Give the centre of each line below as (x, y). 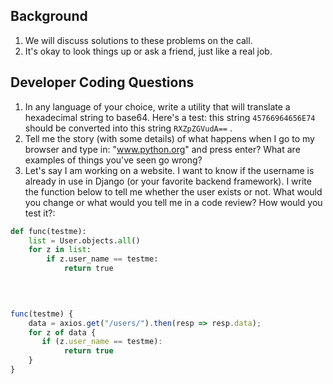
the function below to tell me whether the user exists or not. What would (173, 191)
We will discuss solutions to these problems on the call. (138, 40)
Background (49, 16)
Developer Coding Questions (102, 82)
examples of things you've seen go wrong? (113, 160)
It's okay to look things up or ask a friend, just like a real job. (148, 51)
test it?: (40, 213)
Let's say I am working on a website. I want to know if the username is (169, 170)
